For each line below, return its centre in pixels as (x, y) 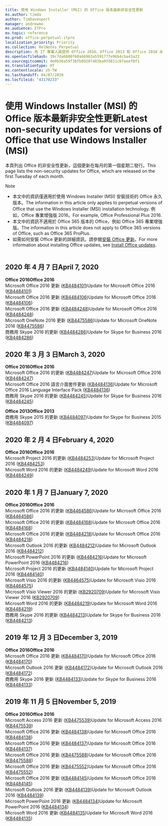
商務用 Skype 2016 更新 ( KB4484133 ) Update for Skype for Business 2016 (81, 679)
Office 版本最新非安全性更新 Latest (76, 118)
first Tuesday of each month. (35, 176)
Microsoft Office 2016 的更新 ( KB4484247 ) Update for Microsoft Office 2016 (83, 373)
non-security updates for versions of (84, 129)
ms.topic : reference (27, 33)
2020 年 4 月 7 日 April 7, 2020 (52, 267)
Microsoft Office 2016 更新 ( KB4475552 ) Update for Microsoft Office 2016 (81, 766)
